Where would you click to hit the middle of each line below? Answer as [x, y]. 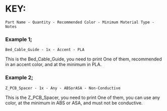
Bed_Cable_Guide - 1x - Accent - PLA [45, 50]
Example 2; [19, 78]
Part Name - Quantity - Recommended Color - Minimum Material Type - [80, 22]
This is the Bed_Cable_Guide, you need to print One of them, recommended [84, 59]
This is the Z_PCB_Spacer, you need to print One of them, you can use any [83, 97]
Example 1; [19, 39]
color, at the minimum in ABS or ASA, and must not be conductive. [74, 103]
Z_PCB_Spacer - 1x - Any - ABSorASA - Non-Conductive [63, 88]
